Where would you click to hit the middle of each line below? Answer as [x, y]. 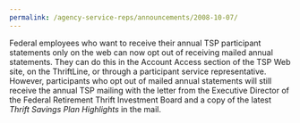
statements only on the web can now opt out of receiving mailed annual [141, 52]
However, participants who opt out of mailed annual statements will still [141, 80]
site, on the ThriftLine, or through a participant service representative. [138, 71]
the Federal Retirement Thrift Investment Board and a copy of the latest [140, 100]
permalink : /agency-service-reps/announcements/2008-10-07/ [124, 17]
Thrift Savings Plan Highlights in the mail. [85, 109]
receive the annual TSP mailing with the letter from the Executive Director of [149, 90]
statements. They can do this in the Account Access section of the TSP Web [150, 61]
